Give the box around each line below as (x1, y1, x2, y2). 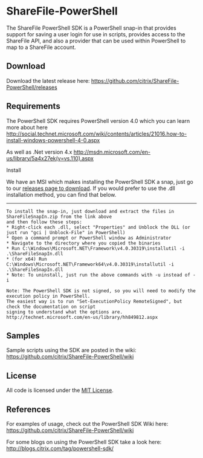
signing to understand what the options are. (6, 309, 123, 315)
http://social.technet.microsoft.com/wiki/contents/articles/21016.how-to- (6, 130, 187, 137)
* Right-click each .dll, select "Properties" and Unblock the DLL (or (6, 224, 190, 231)
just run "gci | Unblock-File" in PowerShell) (6, 229, 126, 235)
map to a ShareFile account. (6, 44, 77, 51)
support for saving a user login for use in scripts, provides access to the (6, 30, 185, 38)
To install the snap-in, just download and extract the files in (6, 208, 174, 214)
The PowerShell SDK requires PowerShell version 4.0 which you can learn (6, 117, 190, 125)
